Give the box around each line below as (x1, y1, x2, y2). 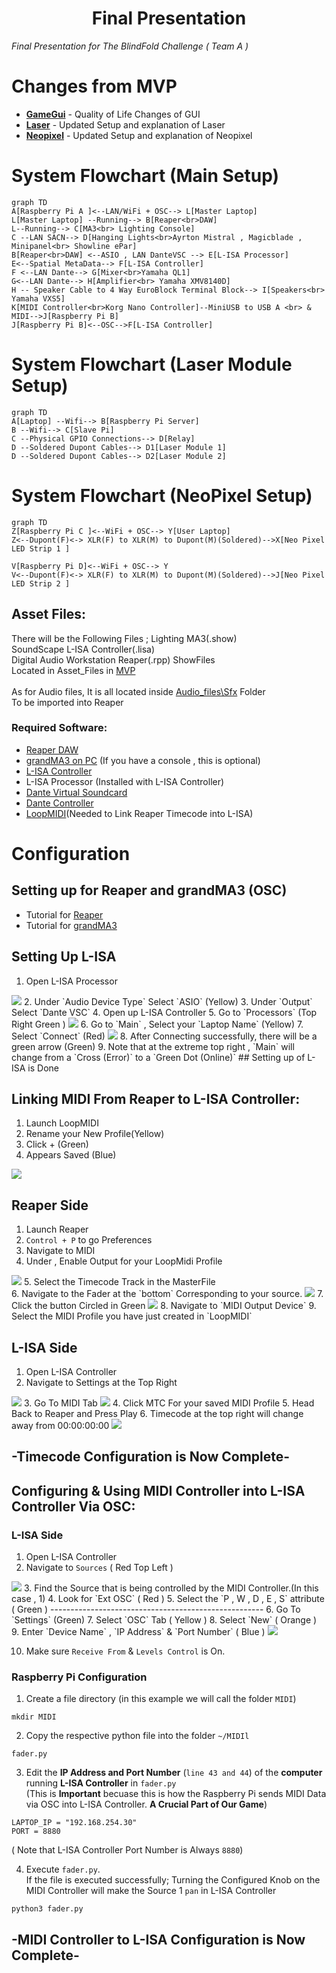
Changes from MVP (11, 75, 178, 98)
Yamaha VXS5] (11, 293, 66, 304)
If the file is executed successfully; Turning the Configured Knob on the (25, 1874, 321, 1886)
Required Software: (11, 721, 108, 735)
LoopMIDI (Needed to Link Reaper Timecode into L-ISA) (25, 807, 254, 819)
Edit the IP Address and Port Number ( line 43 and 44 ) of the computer (25, 1767, 323, 1779)
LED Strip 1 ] (11, 543, 71, 554)
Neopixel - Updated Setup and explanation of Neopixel (25, 129, 253, 141)
